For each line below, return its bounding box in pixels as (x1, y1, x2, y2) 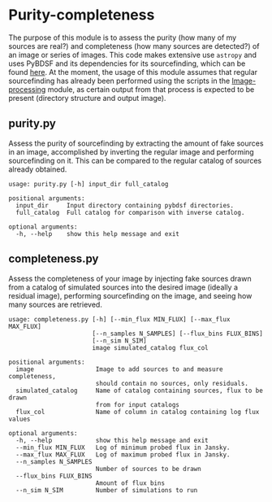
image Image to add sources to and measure (15, 364, 223, 373)
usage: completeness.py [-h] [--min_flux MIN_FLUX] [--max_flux (8, 315, 231, 323)
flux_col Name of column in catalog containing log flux (15, 408, 260, 416)
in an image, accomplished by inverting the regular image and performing (8, 146, 254, 156)
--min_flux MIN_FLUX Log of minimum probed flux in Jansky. (15, 443, 231, 452)
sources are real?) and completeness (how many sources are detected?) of (8, 41, 260, 50)
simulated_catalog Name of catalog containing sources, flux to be (15, 386, 264, 395)
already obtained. (8, 164, 67, 174)
